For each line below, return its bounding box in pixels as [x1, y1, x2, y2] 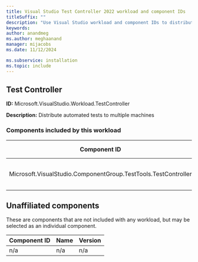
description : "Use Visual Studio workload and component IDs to [6, 19, 167, 25]
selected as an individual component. [6, 223, 97, 230]
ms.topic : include [6, 63, 51, 69]
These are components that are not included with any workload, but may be [6, 216, 190, 223]
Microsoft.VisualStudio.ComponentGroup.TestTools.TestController [9, 170, 192, 178]
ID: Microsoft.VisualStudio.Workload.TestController [6, 100, 130, 108]
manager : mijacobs [6, 42, 51, 48]
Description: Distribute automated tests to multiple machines [6, 112, 154, 119]
